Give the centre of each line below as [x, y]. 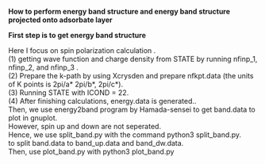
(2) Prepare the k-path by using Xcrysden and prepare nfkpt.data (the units [131, 76]
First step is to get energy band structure [77, 35]
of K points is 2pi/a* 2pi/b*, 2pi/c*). [66, 84]
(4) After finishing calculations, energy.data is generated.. [102, 101]
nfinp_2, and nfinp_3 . [44, 67]
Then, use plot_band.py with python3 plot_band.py [91, 151]
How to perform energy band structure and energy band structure [119, 11]
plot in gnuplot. [33, 118]
